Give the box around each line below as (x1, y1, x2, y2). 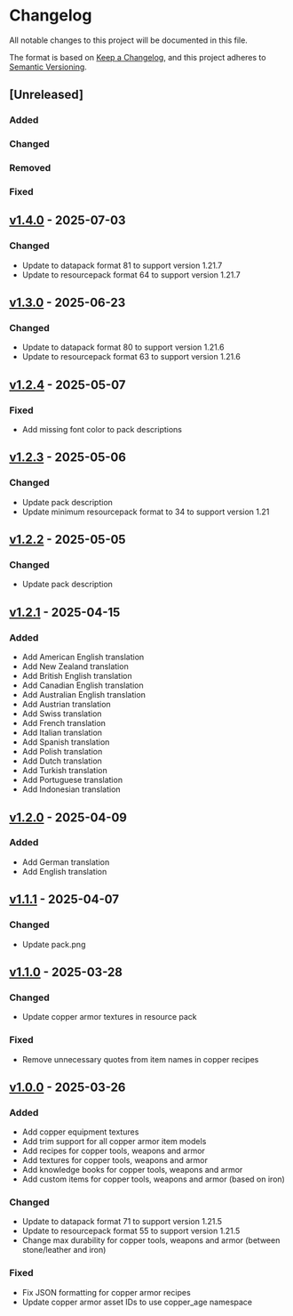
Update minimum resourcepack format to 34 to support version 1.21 (21, 506, 270, 517)
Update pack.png (21, 939, 86, 949)
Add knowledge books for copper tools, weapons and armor (21, 1165, 243, 1175)
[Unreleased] (9, 87, 84, 102)
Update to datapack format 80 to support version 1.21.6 (21, 342, 225, 352)
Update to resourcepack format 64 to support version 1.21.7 (21, 269, 242, 280)
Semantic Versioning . (9, 61, 87, 72)
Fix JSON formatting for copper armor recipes (21, 1287, 191, 1297)
